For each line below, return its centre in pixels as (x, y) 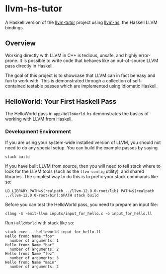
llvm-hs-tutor (34, 9)
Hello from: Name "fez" (30, 254)
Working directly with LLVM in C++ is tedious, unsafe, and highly (71, 55)
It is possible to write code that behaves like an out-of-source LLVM (89, 61)
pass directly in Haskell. (29, 66)
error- (144, 55)
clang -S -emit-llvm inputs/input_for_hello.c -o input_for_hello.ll (79, 213)
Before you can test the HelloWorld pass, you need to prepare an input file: (82, 205)
